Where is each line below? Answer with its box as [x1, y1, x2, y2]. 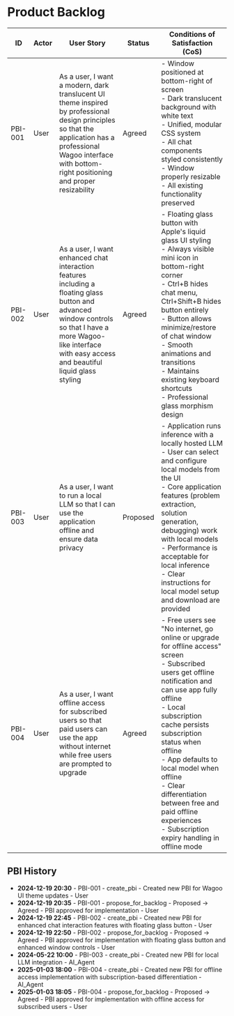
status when [161, 737, 201, 746]
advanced [58, 305, 92, 314]
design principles [58, 115, 116, 125]
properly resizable [161, 171, 221, 181]
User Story [69, 38, 106, 47]
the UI [161, 473, 181, 483]
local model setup [161, 586, 219, 596]
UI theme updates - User [17, 891, 89, 900]
